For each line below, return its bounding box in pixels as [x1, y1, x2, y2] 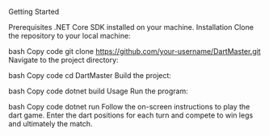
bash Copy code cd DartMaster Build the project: [8, 71, 172, 80]
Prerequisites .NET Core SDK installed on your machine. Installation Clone [8, 23, 254, 31]
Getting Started [8, 7, 60, 16]
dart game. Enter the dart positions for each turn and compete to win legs [8, 110, 254, 120]
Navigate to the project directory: [8, 56, 119, 64]
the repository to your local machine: [8, 31, 131, 40]
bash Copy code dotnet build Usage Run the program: [8, 86, 188, 96]
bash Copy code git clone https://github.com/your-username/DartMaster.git [8, 47, 261, 56]
